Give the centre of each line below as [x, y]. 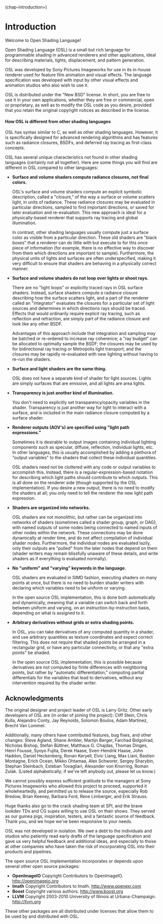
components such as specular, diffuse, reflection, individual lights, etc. [83, 447]
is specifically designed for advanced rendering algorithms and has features [81, 137]
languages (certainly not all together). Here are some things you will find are [81, 163]
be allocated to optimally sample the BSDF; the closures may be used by [85, 344]
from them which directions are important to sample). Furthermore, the [83, 253]
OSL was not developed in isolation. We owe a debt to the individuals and [79, 831]
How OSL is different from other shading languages [58, 121]
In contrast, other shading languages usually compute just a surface [80, 232]
